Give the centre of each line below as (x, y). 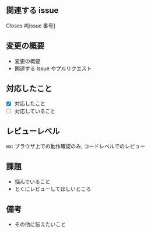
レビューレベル (33, 131)
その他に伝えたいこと (40, 224)
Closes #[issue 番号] (31, 26)
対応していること (35, 111)
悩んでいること (32, 182)
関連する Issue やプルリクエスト (53, 68)
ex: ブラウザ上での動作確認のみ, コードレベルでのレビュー (76, 146)
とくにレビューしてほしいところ (53, 189)
